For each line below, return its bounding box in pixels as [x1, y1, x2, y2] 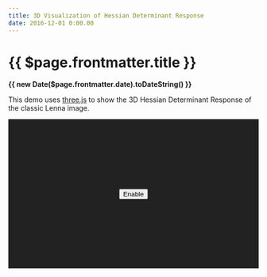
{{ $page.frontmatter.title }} [8, 53, 197, 72]
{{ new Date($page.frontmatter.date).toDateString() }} [8, 80, 192, 89]
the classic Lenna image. [8, 103, 90, 113]
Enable [122, 189, 145, 198]
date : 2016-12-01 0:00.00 [8, 19, 94, 27]
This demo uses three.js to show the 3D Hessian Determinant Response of [8, 95, 252, 104]
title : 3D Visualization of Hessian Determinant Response [8, 11, 204, 20]
